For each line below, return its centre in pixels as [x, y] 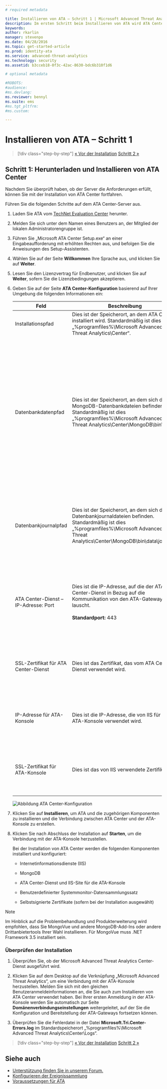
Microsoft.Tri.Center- [124, 1023]
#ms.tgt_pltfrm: [22, 106]
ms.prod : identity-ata [29, 51]
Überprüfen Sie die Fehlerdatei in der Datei [56, 1023]
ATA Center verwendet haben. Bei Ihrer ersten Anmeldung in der [78, 997]
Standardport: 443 [94, 617]
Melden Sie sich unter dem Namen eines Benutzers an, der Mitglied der [85, 223]
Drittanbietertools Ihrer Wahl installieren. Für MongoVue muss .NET [74, 932]
